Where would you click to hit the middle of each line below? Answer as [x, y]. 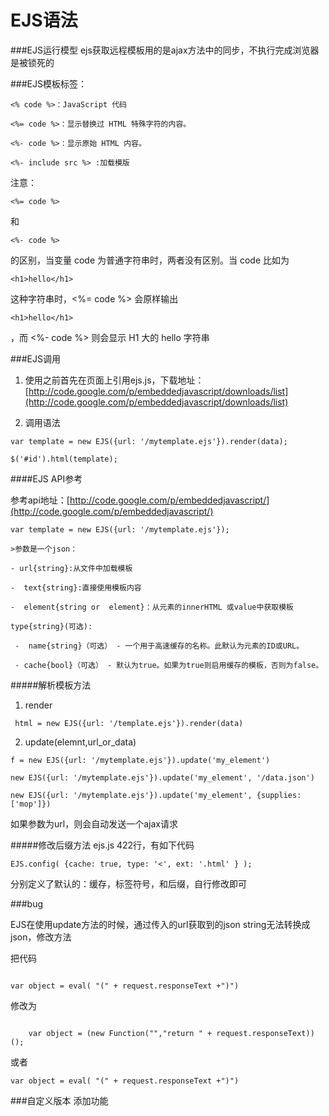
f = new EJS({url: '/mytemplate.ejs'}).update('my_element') [140, 760]
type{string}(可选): [51, 626]
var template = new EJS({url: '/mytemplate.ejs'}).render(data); [149, 441]
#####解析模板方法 [51, 685]
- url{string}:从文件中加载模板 [71, 568]
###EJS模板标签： [48, 83]
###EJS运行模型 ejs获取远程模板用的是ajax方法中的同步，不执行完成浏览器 [165, 50]
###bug [27, 903]
